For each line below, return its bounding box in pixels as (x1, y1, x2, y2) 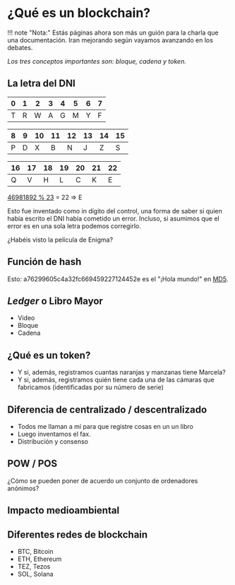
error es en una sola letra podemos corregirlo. (7, 221, 141, 230)
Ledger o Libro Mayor (7, 295, 104, 307)
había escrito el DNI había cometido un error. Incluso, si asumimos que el (7, 214, 220, 223)
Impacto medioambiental (7, 504, 120, 516)
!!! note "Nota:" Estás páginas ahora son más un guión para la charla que (7, 28, 219, 37)
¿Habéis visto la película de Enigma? (7, 235, 114, 244)
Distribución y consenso (17, 437, 88, 446)
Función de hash (7, 256, 82, 268)
